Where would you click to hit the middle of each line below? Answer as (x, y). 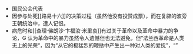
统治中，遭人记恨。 (45, 23)
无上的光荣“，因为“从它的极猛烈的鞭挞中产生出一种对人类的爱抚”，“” (95, 45)
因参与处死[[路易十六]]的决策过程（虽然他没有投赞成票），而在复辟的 (94, 16)
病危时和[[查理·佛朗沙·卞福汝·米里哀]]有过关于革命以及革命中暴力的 (92, 31)
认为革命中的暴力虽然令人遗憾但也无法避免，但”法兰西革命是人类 (106, 38)
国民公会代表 (27, 9)
